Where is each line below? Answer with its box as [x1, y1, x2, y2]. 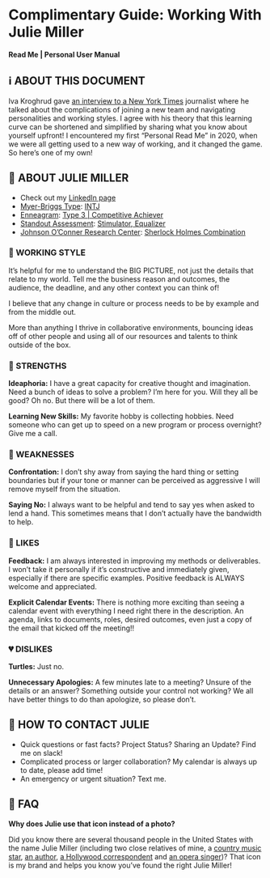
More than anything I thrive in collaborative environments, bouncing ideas [8, 322, 254, 333]
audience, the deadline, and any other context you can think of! [8, 282, 220, 292]
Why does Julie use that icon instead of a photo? [8, 819, 175, 829]
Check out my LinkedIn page [19, 193, 116, 202]
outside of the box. [8, 340, 71, 350]
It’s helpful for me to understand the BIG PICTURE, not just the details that [8, 265, 254, 275]
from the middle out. [8, 307, 77, 316]
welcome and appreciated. [8, 581, 97, 592]
